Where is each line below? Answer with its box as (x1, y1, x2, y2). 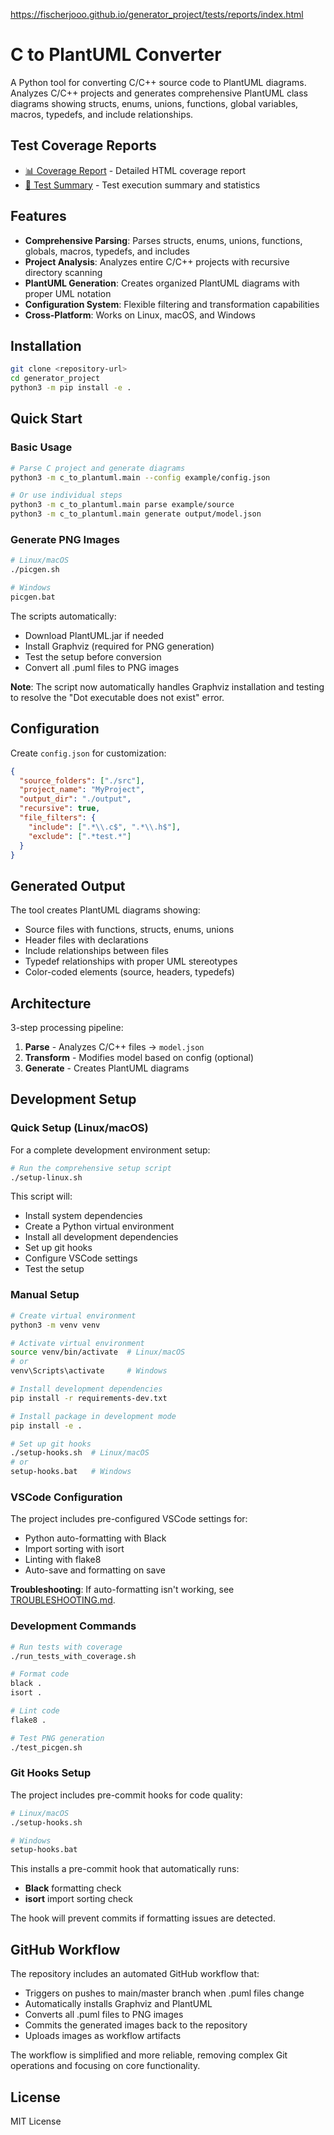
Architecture (10, 995, 92, 1012)
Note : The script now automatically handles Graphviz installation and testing (10, 680, 325, 693)
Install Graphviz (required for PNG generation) (24, 640, 215, 652)
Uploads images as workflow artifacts (24, 2030, 182, 2042)
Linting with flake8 (24, 1554, 102, 1566)
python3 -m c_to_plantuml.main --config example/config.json (10, 472, 271, 483)
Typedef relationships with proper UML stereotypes (24, 955, 238, 968)
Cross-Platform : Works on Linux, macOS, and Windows (24, 309, 256, 321)
